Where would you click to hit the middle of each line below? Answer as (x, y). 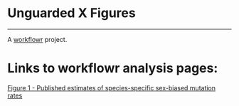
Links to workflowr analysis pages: (113, 68)
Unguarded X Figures (72, 13)
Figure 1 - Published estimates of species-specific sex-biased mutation (111, 88)
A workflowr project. (37, 39)
